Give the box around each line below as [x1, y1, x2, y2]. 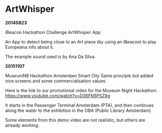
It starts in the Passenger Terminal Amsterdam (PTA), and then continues [5, 102, 154, 108]
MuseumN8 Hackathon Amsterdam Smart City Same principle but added [5, 72, 154, 78]
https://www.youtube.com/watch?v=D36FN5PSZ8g [5, 93, 110, 99]
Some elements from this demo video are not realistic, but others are [5, 117, 145, 123]
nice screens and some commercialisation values [5, 78, 106, 84]
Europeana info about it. [5, 44, 54, 50]
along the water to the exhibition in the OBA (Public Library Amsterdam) [5, 107, 151, 113]
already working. [5, 122, 40, 128]
